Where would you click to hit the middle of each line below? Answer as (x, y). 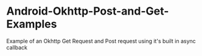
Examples (32, 24)
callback (17, 47)
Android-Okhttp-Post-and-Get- (88, 11)
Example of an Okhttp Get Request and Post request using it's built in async (101, 41)
